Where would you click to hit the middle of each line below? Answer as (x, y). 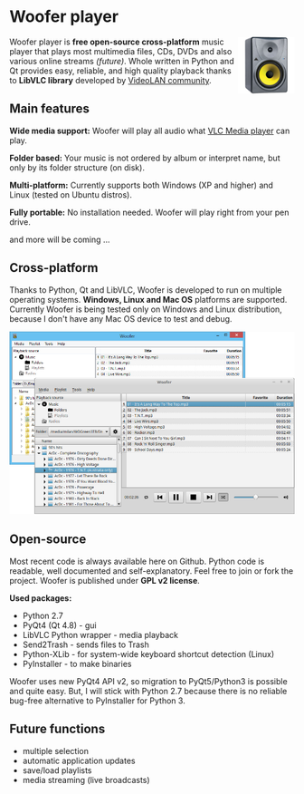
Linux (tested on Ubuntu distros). (71, 194)
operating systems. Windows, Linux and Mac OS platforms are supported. (148, 299)
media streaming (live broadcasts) (86, 779)
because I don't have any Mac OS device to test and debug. (121, 318)
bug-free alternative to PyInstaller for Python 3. (97, 701)
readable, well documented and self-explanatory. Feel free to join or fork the (152, 571)
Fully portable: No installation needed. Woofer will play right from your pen (149, 212)
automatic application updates (79, 760)
